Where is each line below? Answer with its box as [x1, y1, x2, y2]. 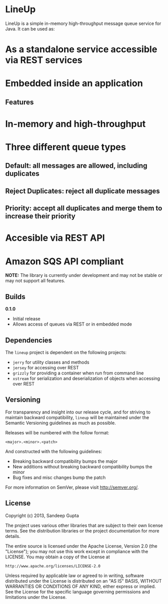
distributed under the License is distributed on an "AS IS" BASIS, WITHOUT [5, 578, 162, 584]
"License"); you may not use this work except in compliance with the [5, 548, 148, 554]
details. [5, 533, 21, 539]
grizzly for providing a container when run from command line [12, 370, 144, 376]
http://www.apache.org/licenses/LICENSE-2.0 [5, 563, 101, 568]
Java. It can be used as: [5, 25, 55, 31]
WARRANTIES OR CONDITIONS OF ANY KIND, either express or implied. [5, 583, 156, 589]
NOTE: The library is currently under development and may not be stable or [5, 272, 163, 278]
